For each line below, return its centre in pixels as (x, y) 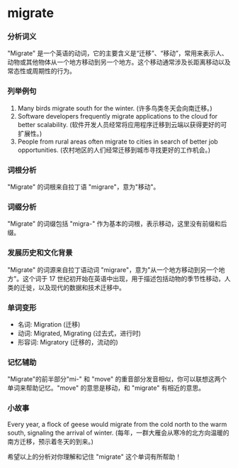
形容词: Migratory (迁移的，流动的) (68, 342)
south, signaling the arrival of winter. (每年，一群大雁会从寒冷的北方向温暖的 (118, 432)
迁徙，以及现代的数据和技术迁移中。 (72, 287)
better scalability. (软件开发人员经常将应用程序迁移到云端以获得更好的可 (122, 124)
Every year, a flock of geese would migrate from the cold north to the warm (117, 424)
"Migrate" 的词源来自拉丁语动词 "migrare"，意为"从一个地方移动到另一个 (113, 270)
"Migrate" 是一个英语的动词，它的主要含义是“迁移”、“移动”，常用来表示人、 (118, 53)
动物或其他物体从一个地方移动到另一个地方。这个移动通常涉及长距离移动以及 (119, 62)
